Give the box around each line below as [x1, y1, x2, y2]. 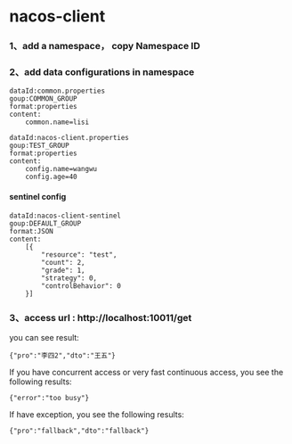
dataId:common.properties [9, 86, 105, 95]
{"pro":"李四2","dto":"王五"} [9, 350, 116, 360]
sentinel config [9, 192, 67, 201]
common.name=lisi [25, 118, 90, 127]
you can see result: [9, 332, 80, 342]
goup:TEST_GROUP [9, 141, 69, 151]
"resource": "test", [41, 250, 118, 259]
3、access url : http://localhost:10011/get [9, 311, 192, 324]
